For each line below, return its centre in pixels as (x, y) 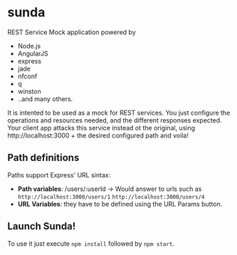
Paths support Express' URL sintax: (59, 175)
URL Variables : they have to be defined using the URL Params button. (120, 204)
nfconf (27, 76)
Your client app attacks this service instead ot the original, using (101, 127)
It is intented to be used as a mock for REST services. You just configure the (119, 113)
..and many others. (45, 99)
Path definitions (43, 158)
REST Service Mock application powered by (72, 32)
